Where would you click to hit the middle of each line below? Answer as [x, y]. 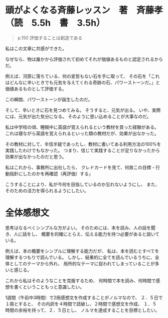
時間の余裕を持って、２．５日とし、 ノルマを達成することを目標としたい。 [82, 310]
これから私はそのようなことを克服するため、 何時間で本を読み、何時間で [80, 280]
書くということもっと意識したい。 [49, 287]
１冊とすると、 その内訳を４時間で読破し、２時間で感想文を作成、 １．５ [81, 304]
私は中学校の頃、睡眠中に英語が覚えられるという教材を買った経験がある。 [82, 127]
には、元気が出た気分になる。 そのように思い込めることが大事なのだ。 [78, 116]
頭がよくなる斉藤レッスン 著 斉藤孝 [84, 10]
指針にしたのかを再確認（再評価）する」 [51, 174]
